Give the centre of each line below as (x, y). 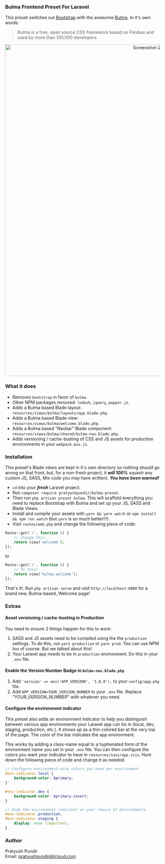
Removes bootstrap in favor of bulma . (50, 397)
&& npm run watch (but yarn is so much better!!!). (61, 518)
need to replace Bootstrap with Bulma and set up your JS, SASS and (81, 503)
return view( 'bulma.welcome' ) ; (46, 574)
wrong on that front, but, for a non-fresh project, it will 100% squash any (79, 472)
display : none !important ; (41, 823)
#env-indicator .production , (34, 814)
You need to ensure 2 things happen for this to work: (58, 629)
